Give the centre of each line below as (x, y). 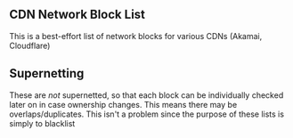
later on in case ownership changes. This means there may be (123, 104)
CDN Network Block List (77, 15)
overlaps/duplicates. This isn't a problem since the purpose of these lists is (147, 114)
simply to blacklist (42, 123)
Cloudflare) (30, 45)
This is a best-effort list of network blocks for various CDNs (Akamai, (136, 36)
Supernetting (47, 73)
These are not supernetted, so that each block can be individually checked (146, 95)
